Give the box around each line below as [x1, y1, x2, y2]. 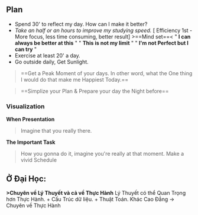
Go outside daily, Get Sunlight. [14, 58, 89, 65]
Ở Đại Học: [6, 174, 47, 184]
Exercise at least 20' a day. [14, 52, 81, 59]
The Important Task [6, 139, 56, 146]
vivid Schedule [20, 156, 57, 163]
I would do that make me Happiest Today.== [20, 76, 129, 83]
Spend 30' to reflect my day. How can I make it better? [14, 20, 148, 27]
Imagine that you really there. [20, 127, 92, 134]
